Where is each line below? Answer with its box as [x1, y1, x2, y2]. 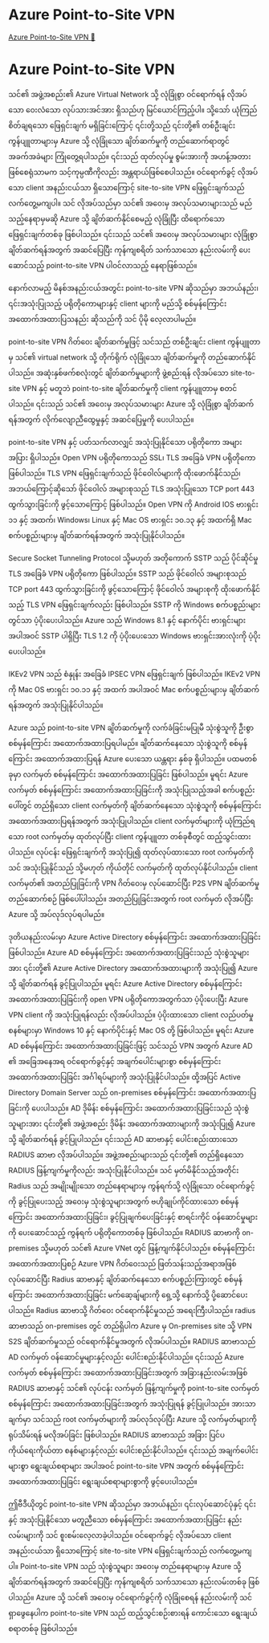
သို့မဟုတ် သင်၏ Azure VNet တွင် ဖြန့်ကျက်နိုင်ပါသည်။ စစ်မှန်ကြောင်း [40, 1243, 255, 1253]
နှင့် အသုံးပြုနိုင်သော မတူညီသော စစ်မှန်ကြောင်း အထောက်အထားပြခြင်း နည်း [8, 1515, 243, 1524]
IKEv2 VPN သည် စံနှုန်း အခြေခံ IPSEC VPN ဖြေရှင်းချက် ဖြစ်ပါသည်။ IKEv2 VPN [8, 669, 261, 679]
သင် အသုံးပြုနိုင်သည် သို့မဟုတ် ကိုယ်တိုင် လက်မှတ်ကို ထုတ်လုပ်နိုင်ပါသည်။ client [8, 862, 259, 872]
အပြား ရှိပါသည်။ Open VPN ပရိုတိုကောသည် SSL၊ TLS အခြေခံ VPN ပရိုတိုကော [8, 452, 256, 463]
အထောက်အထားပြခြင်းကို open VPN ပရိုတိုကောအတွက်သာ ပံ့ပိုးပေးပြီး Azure [8, 994, 249, 1004]
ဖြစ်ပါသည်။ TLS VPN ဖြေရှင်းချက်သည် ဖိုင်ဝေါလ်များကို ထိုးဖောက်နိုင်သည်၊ [8, 468, 241, 478]
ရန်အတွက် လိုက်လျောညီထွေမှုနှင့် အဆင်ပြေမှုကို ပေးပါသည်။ [8, 414, 194, 424]
